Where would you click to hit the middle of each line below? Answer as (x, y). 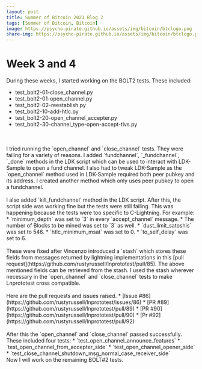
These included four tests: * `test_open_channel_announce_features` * (93, 341)
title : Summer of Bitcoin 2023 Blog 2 (55, 17)
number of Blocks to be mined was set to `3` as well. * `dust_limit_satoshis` (99, 226)
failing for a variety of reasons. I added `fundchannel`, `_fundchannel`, (93, 155)
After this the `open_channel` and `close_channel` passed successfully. (94, 334)
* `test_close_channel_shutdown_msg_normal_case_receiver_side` (88, 353)
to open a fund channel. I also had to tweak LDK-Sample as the (104, 168)
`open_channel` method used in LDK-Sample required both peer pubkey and (100, 175)
